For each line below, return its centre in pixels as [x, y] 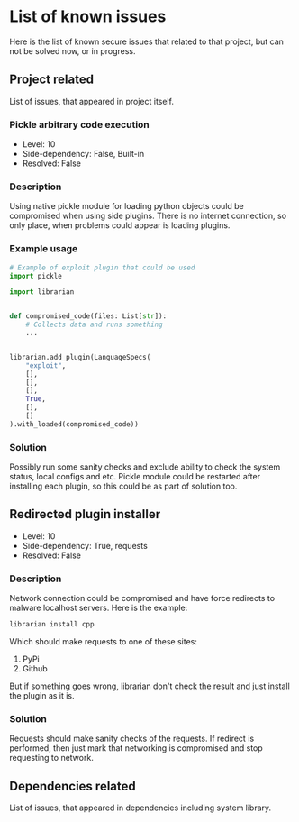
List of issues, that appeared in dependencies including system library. [140, 808]
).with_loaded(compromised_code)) [74, 424]
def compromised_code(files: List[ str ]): [88, 316]
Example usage [44, 249]
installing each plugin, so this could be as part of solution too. [123, 486]
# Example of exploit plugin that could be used [102, 268]
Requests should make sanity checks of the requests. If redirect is [132, 739]
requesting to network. [52, 758]
